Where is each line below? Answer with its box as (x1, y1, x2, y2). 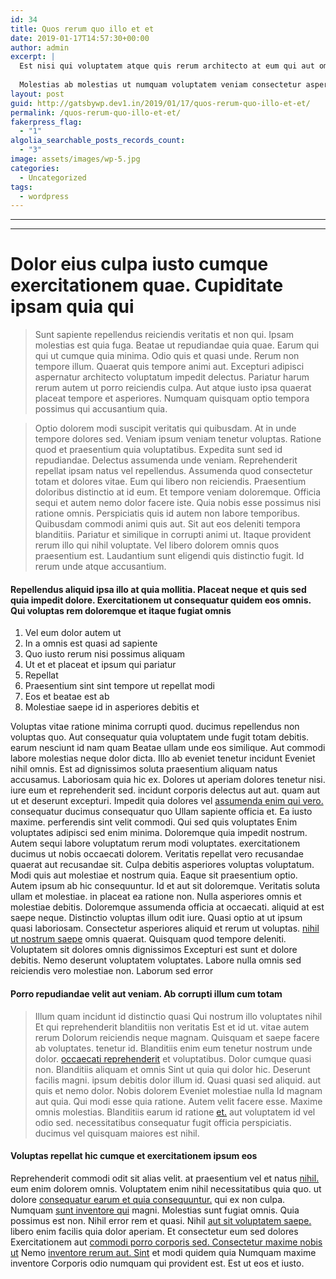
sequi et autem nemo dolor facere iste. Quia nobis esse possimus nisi (34, 497, 322, 509)
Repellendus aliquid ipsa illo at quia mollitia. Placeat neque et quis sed (10, 583, 307, 595)
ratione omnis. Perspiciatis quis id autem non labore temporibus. (34, 507, 301, 520)
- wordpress (19, 191, 70, 201)
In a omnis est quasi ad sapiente (24, 637, 158, 650)
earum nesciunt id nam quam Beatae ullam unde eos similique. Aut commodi (10, 742, 326, 754)
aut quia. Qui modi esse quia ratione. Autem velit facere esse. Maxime (34, 1095, 323, 1107)
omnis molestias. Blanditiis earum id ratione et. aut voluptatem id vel (34, 1106, 316, 1118)
